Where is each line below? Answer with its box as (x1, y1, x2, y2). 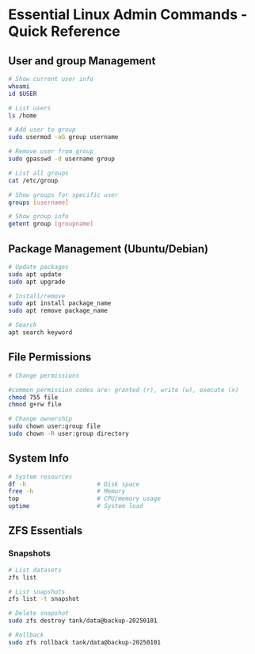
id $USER (8, 90, 37, 98)
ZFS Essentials (8, 524, 83, 537)
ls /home (8, 111, 37, 120)
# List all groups (8, 169, 69, 177)
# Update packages (8, 263, 69, 271)
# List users (8, 104, 51, 112)
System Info (8, 452, 70, 465)
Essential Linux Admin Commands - (8, 6, 248, 24)
